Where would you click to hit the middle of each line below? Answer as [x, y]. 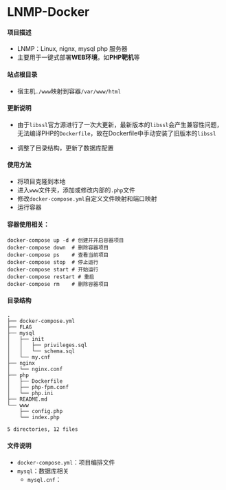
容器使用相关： [28, 224]
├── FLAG [20, 327]
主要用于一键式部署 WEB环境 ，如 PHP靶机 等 [78, 57]
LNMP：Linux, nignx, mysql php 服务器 [72, 49]
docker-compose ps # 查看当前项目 [58, 255]
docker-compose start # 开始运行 [53, 270]
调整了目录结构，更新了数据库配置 [65, 148]
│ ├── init [26, 339]
